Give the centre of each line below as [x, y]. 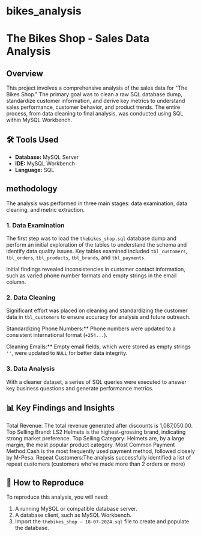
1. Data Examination [35, 225]
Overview [25, 73]
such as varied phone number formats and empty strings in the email [91, 276]
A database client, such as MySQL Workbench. [73, 515]
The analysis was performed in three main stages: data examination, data [97, 203]
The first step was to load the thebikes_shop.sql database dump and [91, 238]
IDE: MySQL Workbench [45, 163]
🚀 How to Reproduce [45, 482]
